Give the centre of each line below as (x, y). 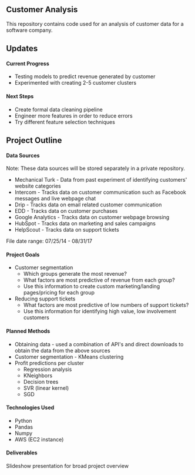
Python (23, 420)
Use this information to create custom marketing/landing (92, 286)
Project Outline (34, 140)
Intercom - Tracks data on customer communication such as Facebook (100, 192)
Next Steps (20, 96)
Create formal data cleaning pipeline (58, 109)
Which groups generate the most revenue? (75, 274)
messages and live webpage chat (55, 199)
